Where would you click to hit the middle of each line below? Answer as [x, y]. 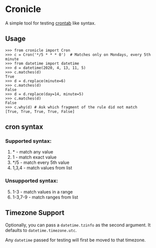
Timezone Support [35, 213]
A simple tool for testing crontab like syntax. [50, 23]
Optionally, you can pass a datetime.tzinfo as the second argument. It [78, 225]
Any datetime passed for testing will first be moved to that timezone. [75, 240]
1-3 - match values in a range [42, 191]
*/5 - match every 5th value [41, 162]
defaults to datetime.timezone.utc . [41, 230]
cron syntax [24, 127]
